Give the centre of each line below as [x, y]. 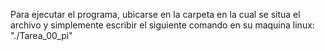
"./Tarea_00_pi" [41, 35]
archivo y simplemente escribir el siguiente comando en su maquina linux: [162, 25]
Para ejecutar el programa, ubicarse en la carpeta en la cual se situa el [155, 14]
